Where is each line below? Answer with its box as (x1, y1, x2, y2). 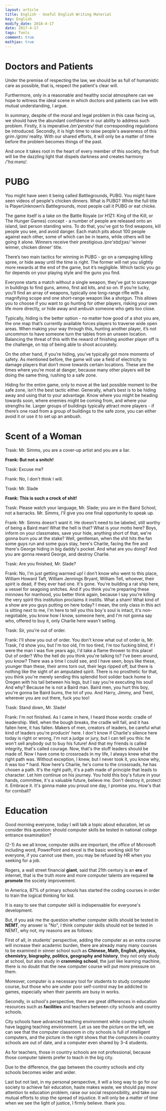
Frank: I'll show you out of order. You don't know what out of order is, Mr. (5, 637, 154, 643)
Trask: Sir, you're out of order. (5, 627, 66, 633)
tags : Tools (5, 30, 30, 35)
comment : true (5, 35, 35, 40)
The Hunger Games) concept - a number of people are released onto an (5, 218, 152, 223)
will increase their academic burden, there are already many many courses (5, 942, 157, 948)
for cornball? (5, 787, 31, 793)
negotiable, (5, 612, 28, 618)
